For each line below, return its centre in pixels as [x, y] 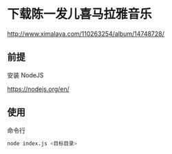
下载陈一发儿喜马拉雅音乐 [80, 14]
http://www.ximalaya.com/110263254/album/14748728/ [86, 33]
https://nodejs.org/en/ [39, 89]
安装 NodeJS [25, 75]
